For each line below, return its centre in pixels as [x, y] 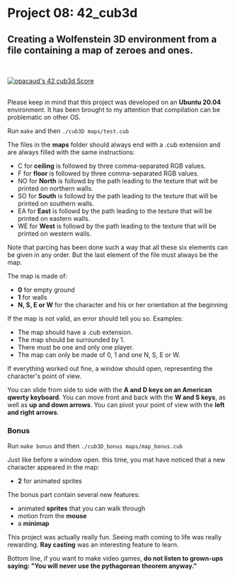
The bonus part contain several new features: [74, 495]
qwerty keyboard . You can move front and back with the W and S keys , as [117, 397]
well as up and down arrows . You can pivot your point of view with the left [116, 405]
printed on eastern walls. [54, 218]
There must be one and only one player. [76, 347]
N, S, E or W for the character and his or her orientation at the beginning [122, 305]
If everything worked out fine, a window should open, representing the [110, 369]
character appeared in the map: [53, 467]
